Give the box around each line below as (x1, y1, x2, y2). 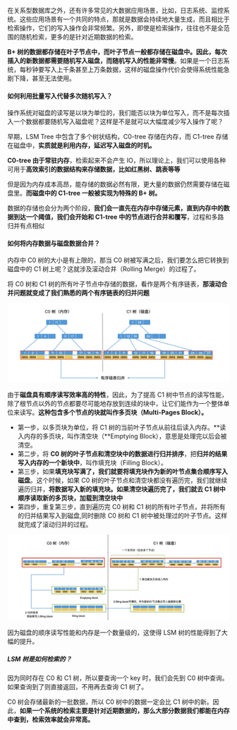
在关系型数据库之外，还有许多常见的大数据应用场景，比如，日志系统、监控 (7, 6, 224, 14)
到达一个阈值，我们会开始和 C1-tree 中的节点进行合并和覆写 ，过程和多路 (13, 213, 224, 221)
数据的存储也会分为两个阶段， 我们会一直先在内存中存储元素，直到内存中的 (7, 204, 224, 213)
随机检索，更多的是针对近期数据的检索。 (19, 32, 138, 41)
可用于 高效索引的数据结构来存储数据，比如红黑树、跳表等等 (7, 165, 181, 174)
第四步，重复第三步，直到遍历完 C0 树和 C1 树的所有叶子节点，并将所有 (17, 502, 226, 510)
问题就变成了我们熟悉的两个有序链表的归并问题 (13, 289, 150, 297)
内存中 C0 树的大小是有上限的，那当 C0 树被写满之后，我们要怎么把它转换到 (7, 256, 229, 265)
